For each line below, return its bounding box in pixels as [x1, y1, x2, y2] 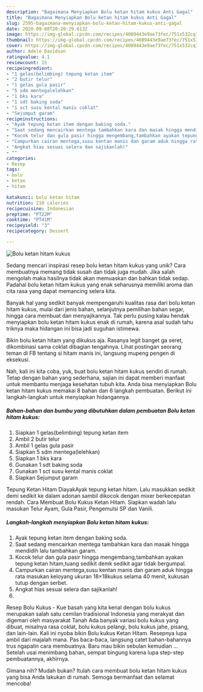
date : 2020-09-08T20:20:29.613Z [6, 25, 88, 32]
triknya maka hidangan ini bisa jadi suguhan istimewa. [6, 325, 140, 332]
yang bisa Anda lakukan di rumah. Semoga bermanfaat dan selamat [6, 673, 175, 680]
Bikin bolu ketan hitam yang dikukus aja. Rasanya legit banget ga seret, [6, 337, 183, 344]
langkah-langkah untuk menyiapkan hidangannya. [6, 393, 131, 400]
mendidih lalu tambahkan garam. [14, 547, 97, 554]
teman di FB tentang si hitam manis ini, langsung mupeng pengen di [6, 349, 175, 357]
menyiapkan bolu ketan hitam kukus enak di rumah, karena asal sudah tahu [6, 318, 193, 326]
